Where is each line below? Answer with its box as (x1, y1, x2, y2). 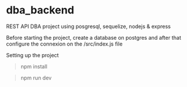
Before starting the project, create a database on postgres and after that (6, 34, 182, 41)
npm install (20, 62, 48, 70)
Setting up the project (6, 51, 59, 58)
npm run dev (20, 74, 52, 81)
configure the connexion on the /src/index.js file (6, 40, 123, 47)
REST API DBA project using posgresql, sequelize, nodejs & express (6, 23, 171, 30)
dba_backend (6, 4, 75, 17)
